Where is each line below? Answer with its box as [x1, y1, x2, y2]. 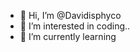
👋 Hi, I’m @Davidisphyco [19, 10, 122, 21]
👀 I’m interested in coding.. [19, 20, 131, 32]
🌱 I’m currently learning [19, 31, 117, 42]
